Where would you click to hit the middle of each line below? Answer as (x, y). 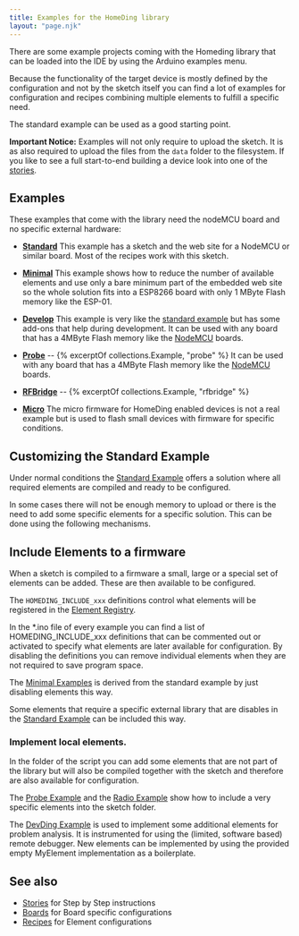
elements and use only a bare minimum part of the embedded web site (152, 283)
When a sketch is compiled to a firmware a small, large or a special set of (144, 573)
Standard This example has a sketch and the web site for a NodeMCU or (156, 246)
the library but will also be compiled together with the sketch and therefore (146, 771)
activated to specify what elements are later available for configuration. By (146, 646)
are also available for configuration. (75, 780)
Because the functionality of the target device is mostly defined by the (138, 78)
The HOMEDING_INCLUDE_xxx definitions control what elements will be (133, 600)
